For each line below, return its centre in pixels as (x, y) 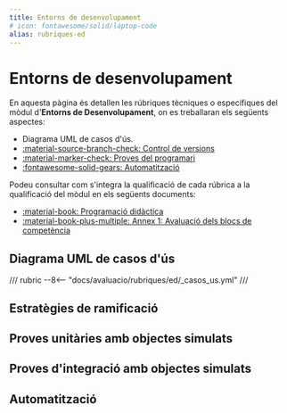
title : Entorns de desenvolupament (75, 17)
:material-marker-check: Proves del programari (109, 158)
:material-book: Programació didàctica (93, 211)
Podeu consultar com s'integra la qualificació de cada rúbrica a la (130, 185)
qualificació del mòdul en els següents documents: (102, 194)
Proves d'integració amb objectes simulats (131, 369)
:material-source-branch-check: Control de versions (119, 149)
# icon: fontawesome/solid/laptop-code (83, 26)
